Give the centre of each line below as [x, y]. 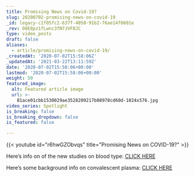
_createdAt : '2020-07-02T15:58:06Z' [51, 56]
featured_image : [26, 84]
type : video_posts [29, 34]
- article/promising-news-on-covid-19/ [61, 51]
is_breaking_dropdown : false [42, 117]
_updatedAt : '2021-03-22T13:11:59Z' [51, 61]
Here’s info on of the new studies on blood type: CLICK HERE [81, 156]
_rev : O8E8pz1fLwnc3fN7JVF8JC [44, 28]
